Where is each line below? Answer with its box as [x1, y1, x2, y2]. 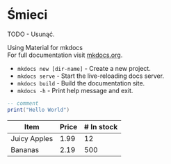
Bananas [10, 145, 40, 154]
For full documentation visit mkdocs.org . [7, 51, 123, 59]
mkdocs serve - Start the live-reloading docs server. [17, 72, 165, 80]
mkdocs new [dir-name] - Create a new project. [17, 64, 151, 72]
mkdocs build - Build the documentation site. [17, 79, 145, 87]
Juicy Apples [10, 133, 54, 143]
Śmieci [7, 7, 48, 23]
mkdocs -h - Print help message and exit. [17, 86, 133, 95]
